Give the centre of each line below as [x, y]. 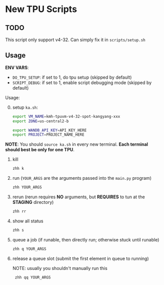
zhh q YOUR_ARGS [29, 249]
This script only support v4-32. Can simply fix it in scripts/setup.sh [75, 40]
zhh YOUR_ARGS [27, 187]
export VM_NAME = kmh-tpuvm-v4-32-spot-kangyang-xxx [66, 116]
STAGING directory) [33, 202]
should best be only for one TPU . [40, 150]
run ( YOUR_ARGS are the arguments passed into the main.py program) [82, 178]
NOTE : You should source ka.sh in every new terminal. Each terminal [77, 144]
